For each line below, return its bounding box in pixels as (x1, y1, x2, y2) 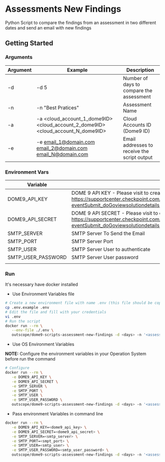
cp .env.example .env (5, 305, 50, 310)
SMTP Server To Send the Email (71, 230, 145, 236)
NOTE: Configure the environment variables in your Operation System (5, 351, 146, 357)
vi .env (5, 314, 21, 319)
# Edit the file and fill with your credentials (5, 309, 107, 314)
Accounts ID (123, 121, 151, 128)
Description (126, 66, 155, 73)
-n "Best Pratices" (36, 104, 80, 111)
